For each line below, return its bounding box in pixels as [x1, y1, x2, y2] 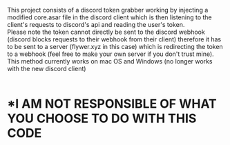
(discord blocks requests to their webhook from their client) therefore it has [7, 35, 222, 43]
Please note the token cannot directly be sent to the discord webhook [7, 28, 205, 36]
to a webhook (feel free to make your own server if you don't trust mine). [7, 50, 214, 58]
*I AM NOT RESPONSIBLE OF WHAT [7, 96, 218, 112]
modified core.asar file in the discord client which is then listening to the [7, 13, 212, 21]
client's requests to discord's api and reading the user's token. [7, 21, 185, 28]
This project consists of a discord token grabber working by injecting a [7, 6, 209, 14]
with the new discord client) [7, 65, 86, 72]
